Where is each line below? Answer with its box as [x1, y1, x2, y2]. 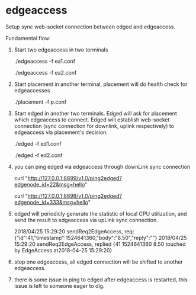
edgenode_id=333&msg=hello [14, 198, 88, 206]
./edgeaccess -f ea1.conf [14, 57, 75, 65]
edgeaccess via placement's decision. [14, 129, 108, 136]
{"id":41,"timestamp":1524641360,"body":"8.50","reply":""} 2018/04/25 [14, 234, 187, 241]
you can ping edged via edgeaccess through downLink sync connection [14, 163, 191, 170]
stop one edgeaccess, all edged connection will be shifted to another [14, 258, 183, 265]
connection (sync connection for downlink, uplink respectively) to [14, 122, 175, 129]
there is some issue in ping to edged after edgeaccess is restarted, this [14, 276, 188, 283]
